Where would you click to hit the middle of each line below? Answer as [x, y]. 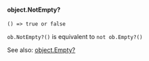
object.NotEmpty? [34, 10]
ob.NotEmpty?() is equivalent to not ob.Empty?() [75, 37]
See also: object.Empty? [41, 50]
